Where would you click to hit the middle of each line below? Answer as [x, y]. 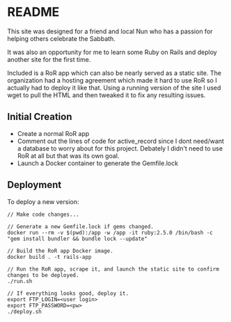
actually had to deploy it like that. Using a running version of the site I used [114, 87]
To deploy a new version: [43, 201]
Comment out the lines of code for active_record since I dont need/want [121, 141]
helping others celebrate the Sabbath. [62, 38]
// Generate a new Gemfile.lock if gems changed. [81, 226]
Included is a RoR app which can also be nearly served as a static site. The [114, 73]
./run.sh [20, 281]
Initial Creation [40, 117]
